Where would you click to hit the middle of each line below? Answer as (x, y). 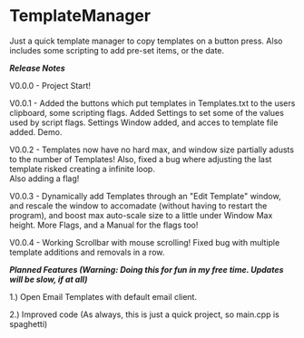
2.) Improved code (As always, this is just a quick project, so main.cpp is (144, 314)
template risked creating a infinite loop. (83, 169)
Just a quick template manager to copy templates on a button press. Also (146, 41)
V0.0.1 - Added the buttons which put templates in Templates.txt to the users (152, 103)
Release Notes (37, 68)
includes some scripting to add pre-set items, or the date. (117, 50)
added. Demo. (36, 131)
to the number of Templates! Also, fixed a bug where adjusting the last (141, 159)
